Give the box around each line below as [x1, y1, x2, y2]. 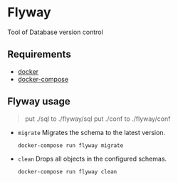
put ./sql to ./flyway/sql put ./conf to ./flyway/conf [24, 114, 171, 123]
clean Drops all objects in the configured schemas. [17, 154, 167, 163]
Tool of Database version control [7, 28, 103, 36]
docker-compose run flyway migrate [17, 141, 124, 149]
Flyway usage [7, 95, 70, 107]
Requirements [7, 48, 71, 60]
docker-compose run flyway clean [17, 168, 117, 175]
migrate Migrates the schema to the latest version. [17, 128, 166, 136]
